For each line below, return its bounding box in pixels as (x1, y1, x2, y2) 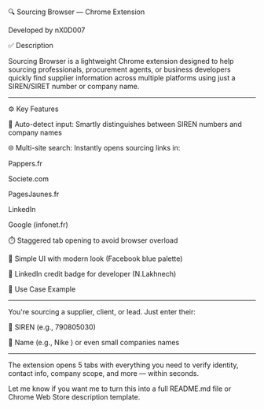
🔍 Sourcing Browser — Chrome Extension (8, 7, 145, 17)
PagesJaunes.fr (8, 189, 60, 199)
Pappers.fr (8, 159, 43, 168)
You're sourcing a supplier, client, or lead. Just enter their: (8, 307, 196, 316)
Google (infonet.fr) (8, 220, 68, 229)
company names (8, 128, 63, 137)
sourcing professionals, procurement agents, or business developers (8, 65, 231, 74)
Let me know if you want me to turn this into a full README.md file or (8, 384, 232, 393)
